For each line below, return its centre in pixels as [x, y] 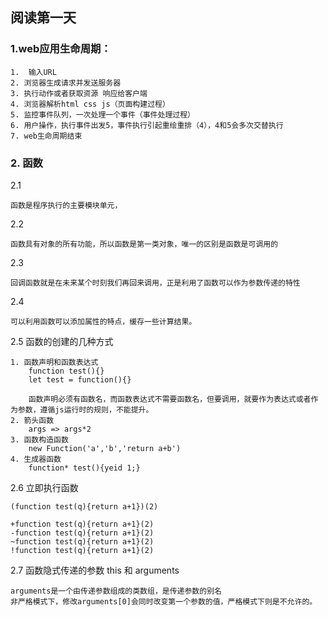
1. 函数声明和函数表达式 [54, 362]
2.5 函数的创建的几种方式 [62, 341]
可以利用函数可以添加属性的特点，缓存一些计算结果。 [103, 321]
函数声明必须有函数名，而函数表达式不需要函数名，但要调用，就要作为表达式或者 [170, 399]
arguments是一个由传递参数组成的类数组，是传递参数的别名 [116, 591]
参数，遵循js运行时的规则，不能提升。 [85, 409]
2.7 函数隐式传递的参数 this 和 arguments [95, 570]
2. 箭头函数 [32, 420]
